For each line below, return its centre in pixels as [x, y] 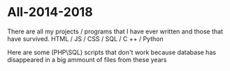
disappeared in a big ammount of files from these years [87, 59]
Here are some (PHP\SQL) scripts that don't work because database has [112, 52]
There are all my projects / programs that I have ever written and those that [115, 31]
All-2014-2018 [50, 12]
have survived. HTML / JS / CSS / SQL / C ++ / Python [85, 38]
